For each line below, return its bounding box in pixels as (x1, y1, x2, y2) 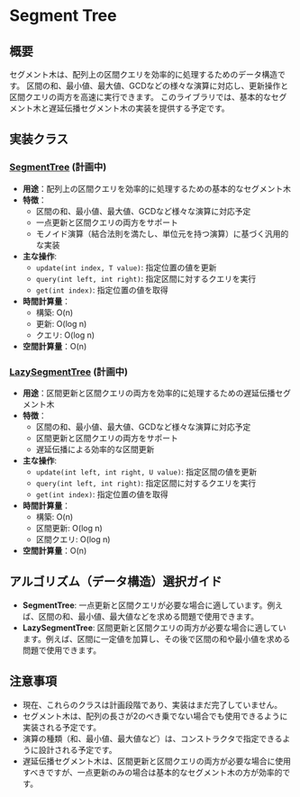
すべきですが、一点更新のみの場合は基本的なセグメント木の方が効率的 (22, 766, 283, 777)
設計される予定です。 (38, 744, 117, 755)
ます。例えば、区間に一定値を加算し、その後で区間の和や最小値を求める (22, 633, 291, 644)
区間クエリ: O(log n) (35, 533, 111, 545)
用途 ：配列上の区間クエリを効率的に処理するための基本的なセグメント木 (22, 183, 291, 194)
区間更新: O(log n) (35, 522, 104, 533)
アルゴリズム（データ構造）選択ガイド (9, 574, 223, 590)
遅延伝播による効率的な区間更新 (35, 443, 155, 455)
